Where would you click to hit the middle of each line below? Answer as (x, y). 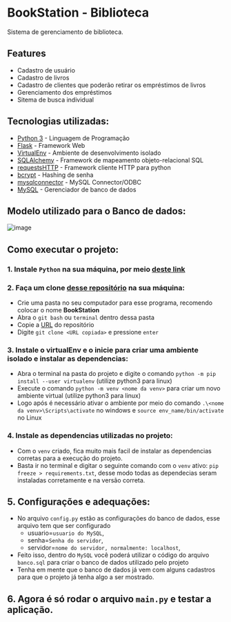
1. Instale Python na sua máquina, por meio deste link (96, 269)
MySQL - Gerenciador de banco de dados (77, 189)
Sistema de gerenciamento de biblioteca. (66, 32)
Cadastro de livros (43, 77)
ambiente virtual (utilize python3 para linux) (79, 396)
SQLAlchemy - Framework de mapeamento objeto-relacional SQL (110, 160)
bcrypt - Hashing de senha (55, 175)
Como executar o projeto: (63, 249)
